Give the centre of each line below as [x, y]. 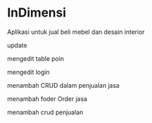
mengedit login [28, 72]
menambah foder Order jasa [47, 99]
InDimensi [37, 13]
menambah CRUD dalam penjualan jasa [63, 85]
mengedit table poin [36, 58]
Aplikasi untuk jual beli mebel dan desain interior [76, 32]
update [17, 45]
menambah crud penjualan [45, 112]
